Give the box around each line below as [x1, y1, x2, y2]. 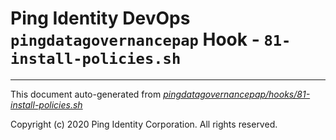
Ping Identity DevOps [10, 7, 191, 30]
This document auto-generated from [10, 88, 162, 100]
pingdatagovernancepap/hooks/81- [163, 88, 311, 100]
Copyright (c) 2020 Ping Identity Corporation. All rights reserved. [10, 118, 278, 130]
